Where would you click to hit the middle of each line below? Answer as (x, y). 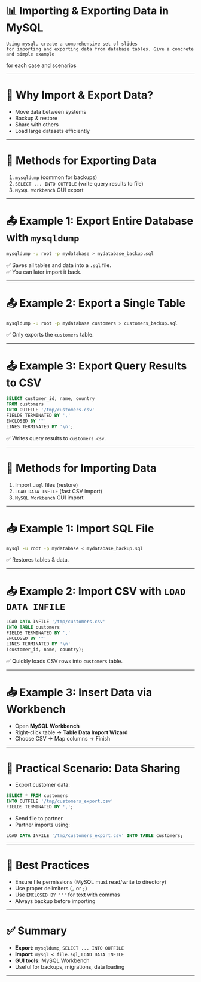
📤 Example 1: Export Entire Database (100, 221)
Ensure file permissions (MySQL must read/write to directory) (90, 882)
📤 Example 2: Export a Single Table (96, 303)
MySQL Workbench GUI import (49, 498)
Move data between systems (51, 111)
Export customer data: (42, 785)
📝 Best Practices (48, 866)
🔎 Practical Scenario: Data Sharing (93, 768)
